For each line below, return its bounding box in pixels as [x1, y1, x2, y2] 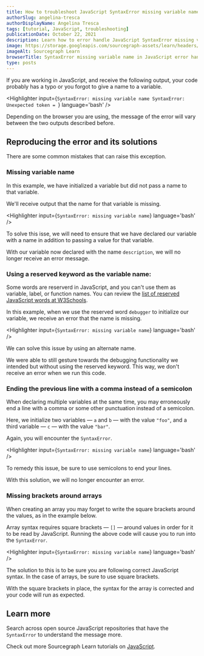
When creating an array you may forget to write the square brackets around [6, 505, 195, 513]
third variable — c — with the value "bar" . [6, 423, 110, 430]
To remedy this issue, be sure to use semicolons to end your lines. [6, 465, 172, 472]
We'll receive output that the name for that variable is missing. [6, 200, 161, 207]
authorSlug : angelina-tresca [6, 15, 80, 21]
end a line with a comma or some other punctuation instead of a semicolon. [6, 405, 195, 412]
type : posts [6, 59, 36, 66]
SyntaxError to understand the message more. [6, 631, 123, 638]
